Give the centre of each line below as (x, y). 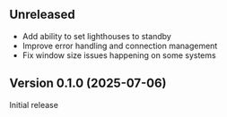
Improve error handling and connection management (120, 46)
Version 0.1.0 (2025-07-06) (88, 84)
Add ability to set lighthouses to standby (97, 36)
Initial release (34, 104)
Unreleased (43, 15)
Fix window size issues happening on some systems (119, 55)
